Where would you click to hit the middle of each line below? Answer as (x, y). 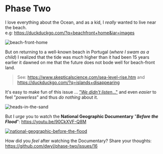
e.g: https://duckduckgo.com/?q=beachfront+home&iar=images (70, 33)
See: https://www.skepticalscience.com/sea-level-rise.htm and (81, 77)
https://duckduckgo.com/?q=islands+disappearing (68, 82)
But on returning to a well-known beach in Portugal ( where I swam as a (77, 52)
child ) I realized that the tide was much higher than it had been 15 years (77, 57)
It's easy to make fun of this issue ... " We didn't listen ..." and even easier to (81, 92)
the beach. (16, 27)
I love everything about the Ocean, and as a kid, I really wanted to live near (81, 22)
